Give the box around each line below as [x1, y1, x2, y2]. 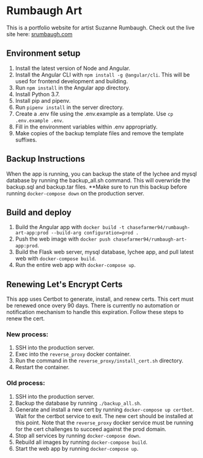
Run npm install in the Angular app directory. [15, 84, 130, 91]
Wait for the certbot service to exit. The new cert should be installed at [15, 412, 193, 419]
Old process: [6, 379, 45, 388]
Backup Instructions [6, 154, 86, 164]
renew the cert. [6, 315, 45, 322]
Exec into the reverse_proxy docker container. [15, 350, 131, 358]
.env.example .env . [15, 116, 64, 124]
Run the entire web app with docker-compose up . [15, 261, 136, 269]
